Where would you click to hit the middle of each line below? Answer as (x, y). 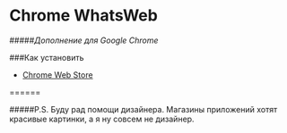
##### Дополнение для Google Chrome (84, 40)
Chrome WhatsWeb (84, 16)
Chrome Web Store (57, 75)
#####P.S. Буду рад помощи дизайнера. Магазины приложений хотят (143, 109)
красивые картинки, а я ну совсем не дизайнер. (102, 119)
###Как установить (47, 57)
